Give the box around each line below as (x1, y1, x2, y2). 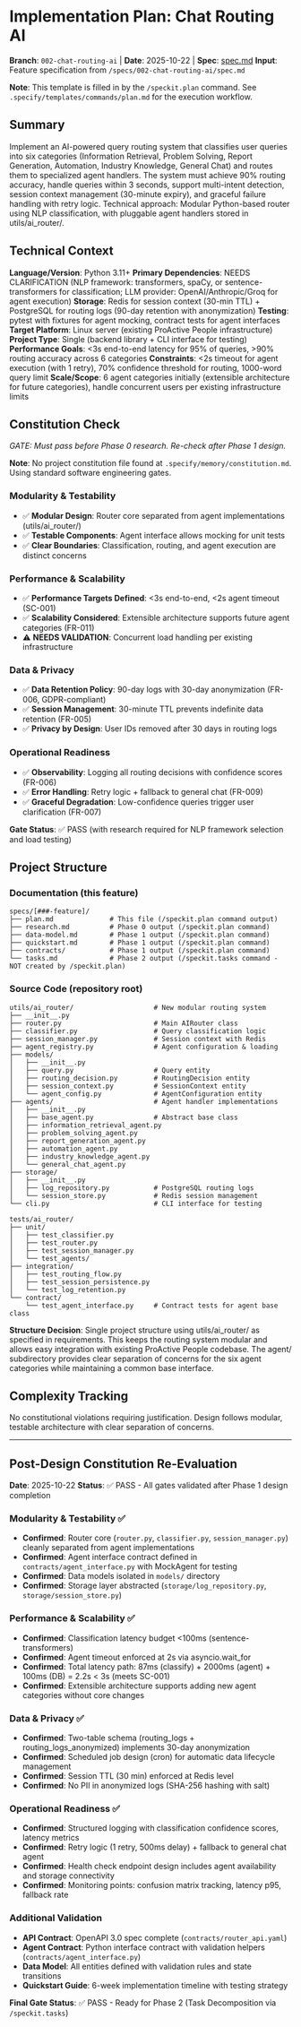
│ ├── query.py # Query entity (9, 1065, 211, 1074)
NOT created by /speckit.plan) (9, 962, 126, 971)
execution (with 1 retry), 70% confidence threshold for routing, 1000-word (9, 362, 282, 373)
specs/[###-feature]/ (9, 907, 90, 916)
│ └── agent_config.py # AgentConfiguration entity (9, 1089, 262, 1099)
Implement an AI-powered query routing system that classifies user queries (9, 141, 288, 151)
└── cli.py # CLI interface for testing (9, 1199, 262, 1208)
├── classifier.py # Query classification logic (9, 1026, 267, 1036)
